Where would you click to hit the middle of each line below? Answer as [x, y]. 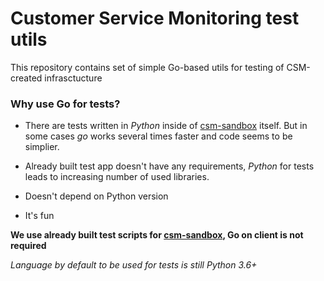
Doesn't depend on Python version [96, 196]
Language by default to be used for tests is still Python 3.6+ [134, 265]
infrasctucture [73, 78]
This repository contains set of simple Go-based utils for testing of [147, 67]
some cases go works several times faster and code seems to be [158, 136]
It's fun [39, 216]
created [26, 78]
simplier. [42, 147]
